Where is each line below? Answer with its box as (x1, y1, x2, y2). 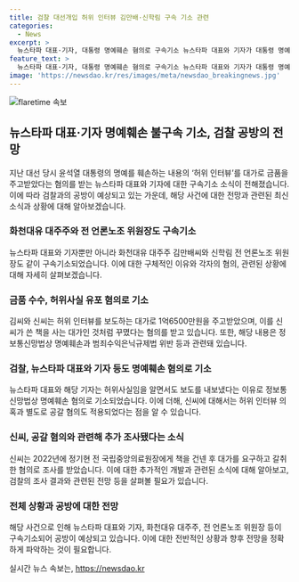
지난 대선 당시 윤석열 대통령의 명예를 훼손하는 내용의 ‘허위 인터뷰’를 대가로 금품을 (9, 167, 289, 178)
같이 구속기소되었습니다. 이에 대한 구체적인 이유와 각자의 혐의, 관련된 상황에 (25, 258, 287, 268)
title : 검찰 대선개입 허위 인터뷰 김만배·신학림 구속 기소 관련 (9, 12, 210, 22)
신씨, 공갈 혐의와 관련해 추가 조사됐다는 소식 (9, 431, 185, 444)
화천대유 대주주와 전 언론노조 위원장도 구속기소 (9, 225, 197, 237)
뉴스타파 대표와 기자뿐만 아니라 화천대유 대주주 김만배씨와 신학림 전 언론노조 (9, 247, 273, 258)
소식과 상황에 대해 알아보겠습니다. (9, 201, 126, 211)
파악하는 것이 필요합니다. (25, 545, 112, 555)
